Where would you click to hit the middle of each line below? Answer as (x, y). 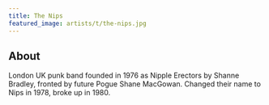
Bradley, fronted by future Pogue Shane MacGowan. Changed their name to (135, 84)
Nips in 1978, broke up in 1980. (60, 93)
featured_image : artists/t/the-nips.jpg (78, 23)
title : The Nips (36, 16)
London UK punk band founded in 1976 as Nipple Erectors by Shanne (124, 76)
